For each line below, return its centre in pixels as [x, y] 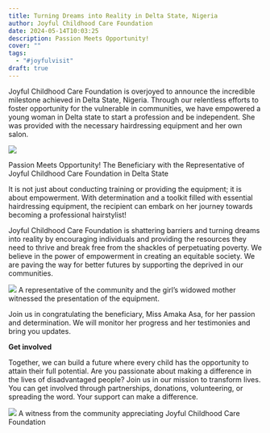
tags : [17, 53]
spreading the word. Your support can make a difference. [104, 397]
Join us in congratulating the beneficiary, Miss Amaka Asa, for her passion [132, 314]
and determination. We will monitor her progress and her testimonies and [129, 323]
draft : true [28, 69]
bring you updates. [39, 331]
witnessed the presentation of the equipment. [84, 298]
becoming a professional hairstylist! [68, 214]
